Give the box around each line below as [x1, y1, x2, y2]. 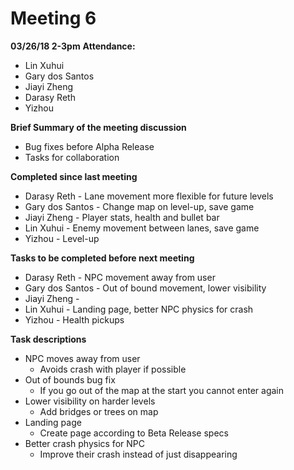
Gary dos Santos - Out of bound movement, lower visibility [24, 282, 267, 294]
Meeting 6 [10, 7, 97, 30]
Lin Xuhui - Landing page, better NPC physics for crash [24, 303, 254, 315]
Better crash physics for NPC [24, 437, 145, 449]
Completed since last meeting [10, 170, 138, 182]
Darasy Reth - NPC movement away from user [24, 271, 216, 283]
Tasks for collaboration [24, 151, 120, 163]
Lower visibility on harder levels [24, 395, 156, 407]
